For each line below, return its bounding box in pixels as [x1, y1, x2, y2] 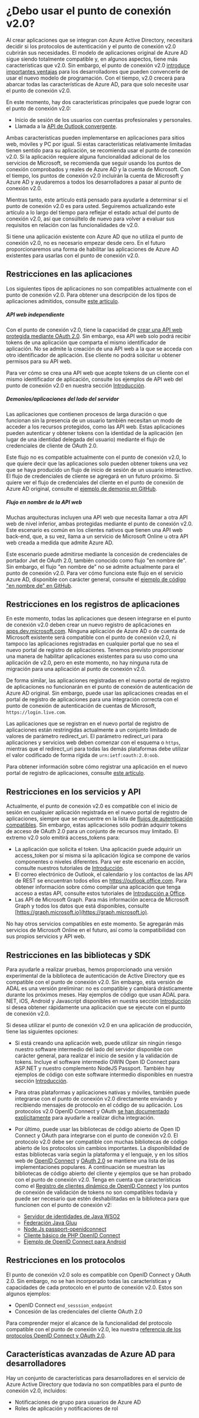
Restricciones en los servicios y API [6, 786, 141, 797]
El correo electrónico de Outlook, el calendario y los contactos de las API [14, 871, 193, 878]
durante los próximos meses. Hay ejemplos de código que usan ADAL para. [6, 991, 191, 998]
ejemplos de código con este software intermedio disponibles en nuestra [14, 1071, 193, 1078]
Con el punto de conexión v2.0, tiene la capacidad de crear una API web [6, 326, 182, 333]
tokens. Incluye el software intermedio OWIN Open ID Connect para [14, 1058, 180, 1066]
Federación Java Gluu [23, 1220, 77, 1227]
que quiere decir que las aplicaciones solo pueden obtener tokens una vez [6, 459, 188, 467]
